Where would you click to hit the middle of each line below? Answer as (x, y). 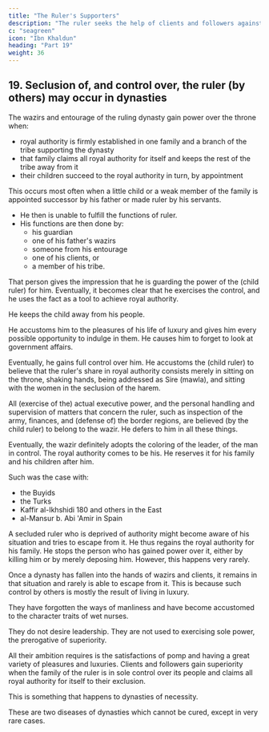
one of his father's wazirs (74, 241)
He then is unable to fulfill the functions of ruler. (98, 215)
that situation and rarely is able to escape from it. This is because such (125, 583)
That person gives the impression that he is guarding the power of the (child (134, 281)
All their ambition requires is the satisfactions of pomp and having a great (129, 655)
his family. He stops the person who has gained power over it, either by (126, 551)
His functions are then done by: (72, 223)
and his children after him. (51, 461)
